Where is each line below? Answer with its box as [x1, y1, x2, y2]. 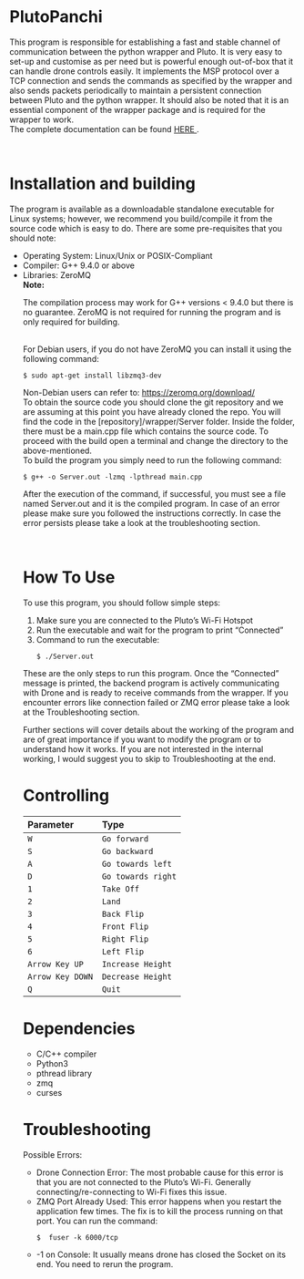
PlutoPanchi [9, 6, 103, 27]
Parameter [26, 818, 75, 830]
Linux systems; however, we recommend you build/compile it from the [9, 212, 273, 224]
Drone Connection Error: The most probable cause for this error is [35, 1167, 284, 1178]
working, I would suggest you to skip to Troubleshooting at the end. [22, 753, 276, 764]
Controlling [22, 786, 110, 806]
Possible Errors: [22, 1149, 83, 1160]
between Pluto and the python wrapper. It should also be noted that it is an [9, 94, 289, 106]
